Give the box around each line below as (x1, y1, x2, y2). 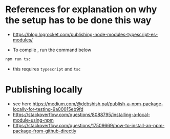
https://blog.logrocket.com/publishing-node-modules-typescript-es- (12, 31, 158, 37)
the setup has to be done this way (5, 14, 152, 26)
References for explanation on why (5, 4, 157, 15)
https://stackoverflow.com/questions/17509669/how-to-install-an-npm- (12, 122, 165, 128)
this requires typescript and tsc (12, 65, 81, 72)
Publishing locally (5, 84, 83, 95)
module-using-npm (12, 117, 54, 123)
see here (12, 101, 32, 107)
